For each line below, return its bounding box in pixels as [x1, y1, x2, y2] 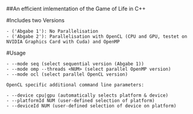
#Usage [6, 49, 26, 56]
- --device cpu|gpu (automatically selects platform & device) [6, 92, 169, 98]
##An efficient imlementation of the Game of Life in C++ [6, 5, 146, 12]
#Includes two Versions [6, 17, 65, 23]
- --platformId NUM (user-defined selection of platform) [6, 98, 155, 104]
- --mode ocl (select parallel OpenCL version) [6, 71, 128, 77]
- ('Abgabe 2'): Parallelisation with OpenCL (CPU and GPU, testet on [6, 34, 188, 40]
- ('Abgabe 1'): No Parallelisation [6, 28, 98, 34]
